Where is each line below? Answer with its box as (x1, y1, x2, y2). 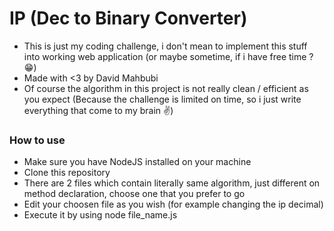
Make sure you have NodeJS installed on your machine (23, 156, 252, 168)
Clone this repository (23, 167, 111, 179)
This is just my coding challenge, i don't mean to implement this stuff (23, 40, 308, 52)
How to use (9, 133, 66, 147)
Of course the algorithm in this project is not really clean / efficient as (23, 82, 309, 94)
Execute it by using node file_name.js (23, 209, 178, 221)
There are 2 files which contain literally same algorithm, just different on (23, 177, 321, 189)
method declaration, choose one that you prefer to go (23, 188, 246, 200)
